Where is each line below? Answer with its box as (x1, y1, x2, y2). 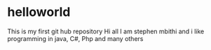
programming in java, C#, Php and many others (7, 34, 144, 42)
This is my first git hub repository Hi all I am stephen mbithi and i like (7, 27, 205, 35)
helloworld (7, 4, 71, 20)
